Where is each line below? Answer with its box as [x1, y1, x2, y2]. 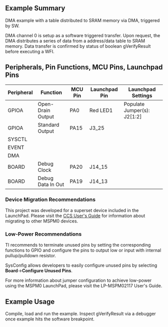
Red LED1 [89, 106, 113, 114]
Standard [37, 121, 59, 128]
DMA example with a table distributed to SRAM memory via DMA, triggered [5, 17, 160, 23]
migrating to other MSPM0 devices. [5, 218, 78, 224]
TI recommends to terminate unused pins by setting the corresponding [5, 242, 151, 248]
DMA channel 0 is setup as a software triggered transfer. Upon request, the [5, 32, 160, 38]
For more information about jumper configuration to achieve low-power [5, 277, 152, 283]
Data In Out [37, 181, 64, 188]
